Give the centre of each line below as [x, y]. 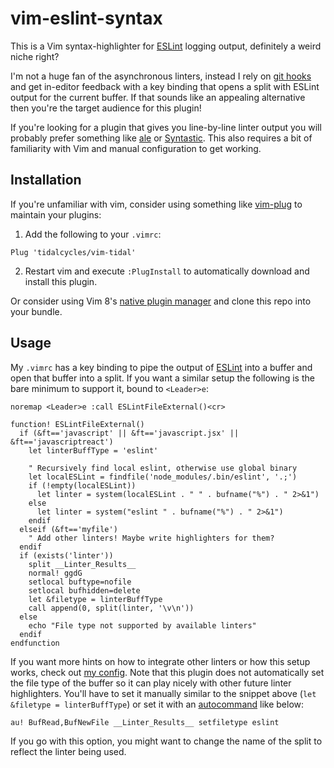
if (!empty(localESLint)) [82, 485]
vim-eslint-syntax [86, 18]
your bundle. [36, 311]
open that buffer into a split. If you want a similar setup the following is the [162, 378]
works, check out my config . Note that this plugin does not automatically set [167, 672]
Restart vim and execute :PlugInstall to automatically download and [167, 271]
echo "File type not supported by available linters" [142, 625]
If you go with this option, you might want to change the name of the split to [166, 741]
